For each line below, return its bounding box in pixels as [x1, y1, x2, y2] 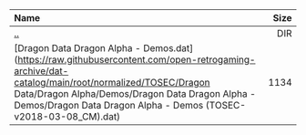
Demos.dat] [142, 42, 194, 54]
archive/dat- [14, 65, 69, 77]
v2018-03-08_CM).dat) [14, 110, 121, 122]
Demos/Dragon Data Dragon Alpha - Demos [14, 99, 204, 111]
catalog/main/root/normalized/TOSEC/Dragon [14, 77, 211, 88]
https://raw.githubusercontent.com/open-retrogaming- [17, 54, 256, 66]
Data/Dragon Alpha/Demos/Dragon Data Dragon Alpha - [14, 88, 257, 99]
